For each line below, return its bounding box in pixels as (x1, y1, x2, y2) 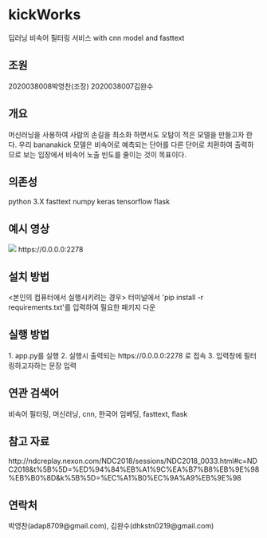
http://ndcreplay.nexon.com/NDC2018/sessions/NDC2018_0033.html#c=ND (8, 457, 257, 466)
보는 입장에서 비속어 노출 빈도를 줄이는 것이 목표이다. (22, 149, 187, 159)
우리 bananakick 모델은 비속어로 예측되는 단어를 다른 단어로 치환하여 (18, 140, 233, 149)
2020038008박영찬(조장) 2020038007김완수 (8, 81, 154, 91)
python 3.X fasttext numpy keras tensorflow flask (8, 197, 170, 207)
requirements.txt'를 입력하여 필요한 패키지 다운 (8, 303, 156, 312)
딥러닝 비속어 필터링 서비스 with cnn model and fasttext (8, 33, 185, 42)
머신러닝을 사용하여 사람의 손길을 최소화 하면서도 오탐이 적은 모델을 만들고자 (8, 129, 245, 139)
